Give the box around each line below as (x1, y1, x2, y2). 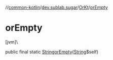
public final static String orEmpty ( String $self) (5, 48, 99, 55)
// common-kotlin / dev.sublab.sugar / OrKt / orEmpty (5, 5, 108, 10)
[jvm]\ (5, 39, 18, 45)
